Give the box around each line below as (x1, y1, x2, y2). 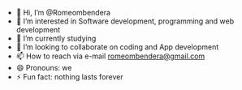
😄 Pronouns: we (15, 63, 72, 72)
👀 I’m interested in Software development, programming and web (15, 16, 234, 26)
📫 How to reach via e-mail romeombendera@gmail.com (15, 51, 205, 61)
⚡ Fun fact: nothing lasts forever (15, 72, 123, 81)
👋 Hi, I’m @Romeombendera (15, 8, 111, 17)
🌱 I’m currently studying (15, 33, 97, 43)
